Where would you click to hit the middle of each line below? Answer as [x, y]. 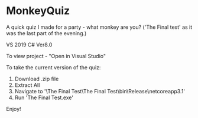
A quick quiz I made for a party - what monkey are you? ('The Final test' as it [99, 27]
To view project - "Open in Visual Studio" [56, 56]
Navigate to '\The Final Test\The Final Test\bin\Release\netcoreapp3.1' [100, 91]
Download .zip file [37, 79]
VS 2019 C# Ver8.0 [29, 45]
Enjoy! [14, 109]
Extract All [27, 85]
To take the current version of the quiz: [53, 67]
